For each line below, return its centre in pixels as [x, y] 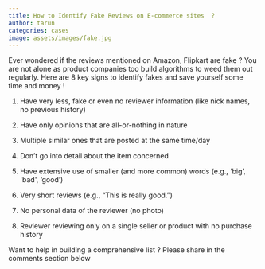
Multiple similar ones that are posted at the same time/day [115, 141]
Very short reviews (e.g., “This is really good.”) [96, 195]
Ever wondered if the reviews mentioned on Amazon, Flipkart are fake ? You [132, 60]
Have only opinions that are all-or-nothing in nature [103, 125]
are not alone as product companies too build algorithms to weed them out [131, 69]
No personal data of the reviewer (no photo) [92, 211]
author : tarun [32, 23]
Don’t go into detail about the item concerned [94, 156]
